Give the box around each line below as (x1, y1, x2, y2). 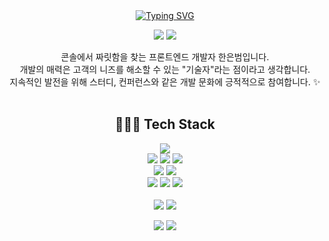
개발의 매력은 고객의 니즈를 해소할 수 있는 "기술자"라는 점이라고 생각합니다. (19, 64, 311, 75)
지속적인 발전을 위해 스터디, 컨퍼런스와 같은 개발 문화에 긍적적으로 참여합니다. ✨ (9, 76, 321, 88)
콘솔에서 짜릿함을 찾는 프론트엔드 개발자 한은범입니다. (60, 51, 270, 63)
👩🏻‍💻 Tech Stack (115, 116, 215, 133)
